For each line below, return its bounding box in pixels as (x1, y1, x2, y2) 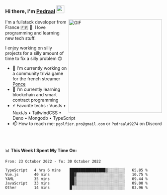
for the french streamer (12, 76, 61, 82)
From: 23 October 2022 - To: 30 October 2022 (5, 159, 101, 164)
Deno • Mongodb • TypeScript (12, 115, 76, 121)
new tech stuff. (5, 35, 36, 41)
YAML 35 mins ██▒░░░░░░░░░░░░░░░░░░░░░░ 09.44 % (5, 177, 148, 182)
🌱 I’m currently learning (12, 86, 61, 92)
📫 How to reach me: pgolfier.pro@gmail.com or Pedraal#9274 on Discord (12, 121, 162, 127)
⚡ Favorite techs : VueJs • (12, 103, 66, 109)
